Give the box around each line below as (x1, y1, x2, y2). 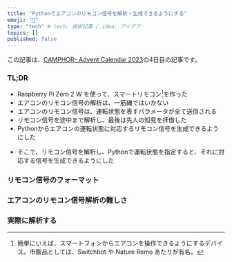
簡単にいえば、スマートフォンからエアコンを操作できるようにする (17, 239, 205, 248)
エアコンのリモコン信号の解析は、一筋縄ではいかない (17, 99, 169, 107)
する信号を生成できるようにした (23, 157, 115, 165)
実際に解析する (7, 215, 57, 225)
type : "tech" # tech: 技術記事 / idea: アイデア (7, 23, 142, 30)
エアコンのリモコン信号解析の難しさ (7, 195, 128, 205)
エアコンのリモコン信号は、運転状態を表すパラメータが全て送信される (17, 108, 217, 116)
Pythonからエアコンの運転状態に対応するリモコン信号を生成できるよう (17, 125, 220, 133)
